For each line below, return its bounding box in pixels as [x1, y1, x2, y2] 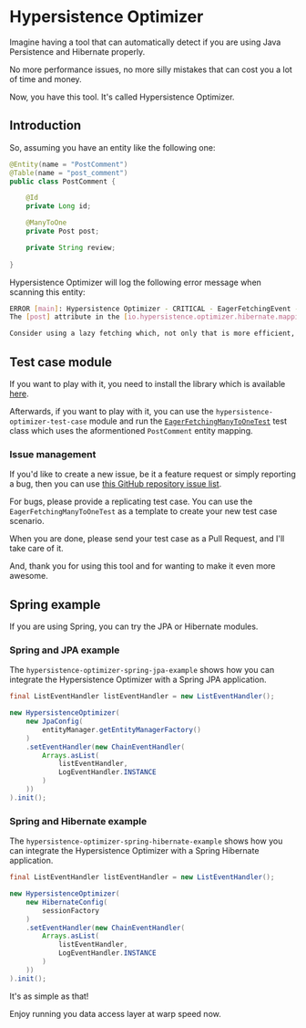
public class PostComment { [9, 176, 117, 186]
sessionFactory [42, 906, 100, 915]
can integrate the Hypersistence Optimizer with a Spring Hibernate [9, 845, 260, 856]
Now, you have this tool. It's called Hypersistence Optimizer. [9, 91, 235, 102]
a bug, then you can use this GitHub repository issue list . [9, 478, 222, 489]
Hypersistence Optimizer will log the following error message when [9, 277, 262, 288]
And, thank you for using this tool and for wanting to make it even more [9, 561, 276, 572]
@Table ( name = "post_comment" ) [9, 168, 128, 177]
